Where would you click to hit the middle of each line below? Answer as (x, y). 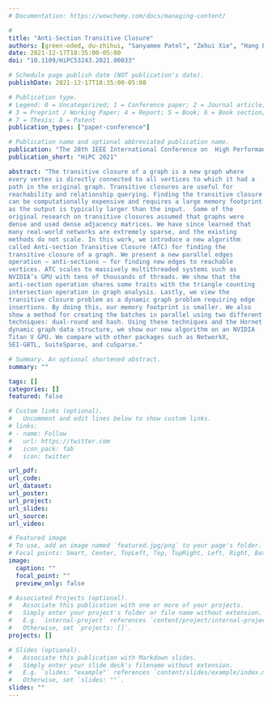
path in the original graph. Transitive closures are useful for (121, 187)
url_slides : (28, 508)
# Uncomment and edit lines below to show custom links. (110, 419)
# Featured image (38, 538)
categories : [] (34, 389)
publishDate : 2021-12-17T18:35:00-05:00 (78, 83)
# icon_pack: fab (41, 449)
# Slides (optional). (45, 650)
